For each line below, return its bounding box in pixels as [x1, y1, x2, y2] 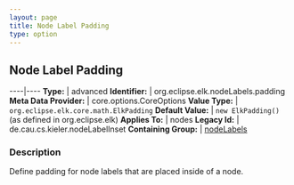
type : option [9, 29, 58, 38]
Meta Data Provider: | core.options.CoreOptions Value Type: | [9, 95, 239, 107]
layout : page [9, 12, 58, 22]
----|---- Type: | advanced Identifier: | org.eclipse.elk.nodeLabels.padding [9, 86, 286, 97]
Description [9, 146, 61, 158]
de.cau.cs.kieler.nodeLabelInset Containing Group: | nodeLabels [9, 124, 248, 134]
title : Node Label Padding [9, 21, 110, 30]
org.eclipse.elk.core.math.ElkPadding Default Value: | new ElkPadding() [9, 105, 281, 116]
